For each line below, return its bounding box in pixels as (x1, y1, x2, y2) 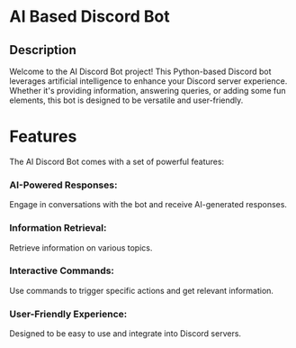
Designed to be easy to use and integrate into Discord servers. (9, 328, 241, 339)
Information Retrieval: (9, 222, 107, 234)
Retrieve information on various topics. (9, 242, 153, 253)
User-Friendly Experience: (9, 307, 128, 320)
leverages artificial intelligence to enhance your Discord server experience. (9, 76, 288, 87)
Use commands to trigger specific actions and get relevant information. (9, 285, 274, 296)
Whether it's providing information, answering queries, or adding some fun (9, 86, 286, 96)
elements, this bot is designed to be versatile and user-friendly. (9, 95, 244, 105)
